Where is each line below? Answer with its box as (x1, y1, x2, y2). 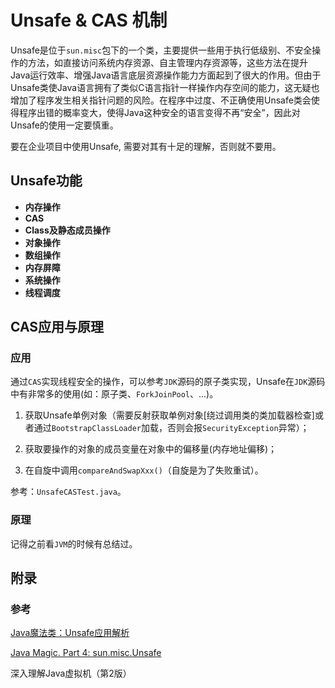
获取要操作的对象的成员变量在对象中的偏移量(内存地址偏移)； (24, 443, 278, 455)
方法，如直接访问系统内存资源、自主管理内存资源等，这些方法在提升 (27, 56, 308, 68)
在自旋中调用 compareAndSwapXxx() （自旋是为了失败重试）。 (24, 464, 264, 476)
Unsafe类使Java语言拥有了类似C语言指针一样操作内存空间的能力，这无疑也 (10, 81, 320, 93)
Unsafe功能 (10, 172, 83, 190)
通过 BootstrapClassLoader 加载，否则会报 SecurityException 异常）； (33, 422, 310, 434)
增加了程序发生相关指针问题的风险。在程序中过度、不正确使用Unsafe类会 (10, 94, 312, 106)
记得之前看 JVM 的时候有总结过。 (10, 537, 138, 550)
